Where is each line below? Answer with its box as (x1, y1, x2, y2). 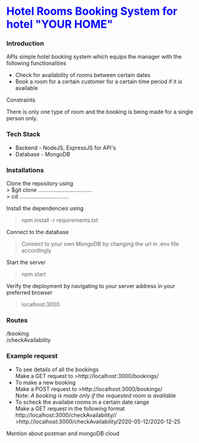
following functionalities (6, 59, 67, 67)
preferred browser (6, 289, 53, 297)
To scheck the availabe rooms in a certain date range (15, 398, 149, 406)
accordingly (21, 247, 52, 254)
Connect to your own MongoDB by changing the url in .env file (21, 240, 179, 248)
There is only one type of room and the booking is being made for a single (6, 108, 193, 116)
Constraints (6, 96, 36, 104)
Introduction (6, 39, 44, 48)
